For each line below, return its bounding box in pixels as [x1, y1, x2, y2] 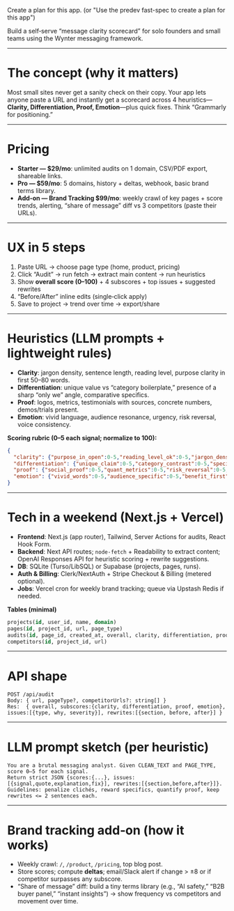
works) [7, 837, 49, 852]
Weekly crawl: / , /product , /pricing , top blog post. [17, 860, 163, 869]
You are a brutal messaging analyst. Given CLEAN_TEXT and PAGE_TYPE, [7, 762, 217, 769]
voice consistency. [17, 420, 71, 428]
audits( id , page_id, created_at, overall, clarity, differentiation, [7, 632, 214, 639]
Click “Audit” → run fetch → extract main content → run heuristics [17, 270, 205, 278]
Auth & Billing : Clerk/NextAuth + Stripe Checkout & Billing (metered [17, 569, 212, 577]
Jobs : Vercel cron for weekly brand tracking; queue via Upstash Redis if [17, 584, 224, 593]
